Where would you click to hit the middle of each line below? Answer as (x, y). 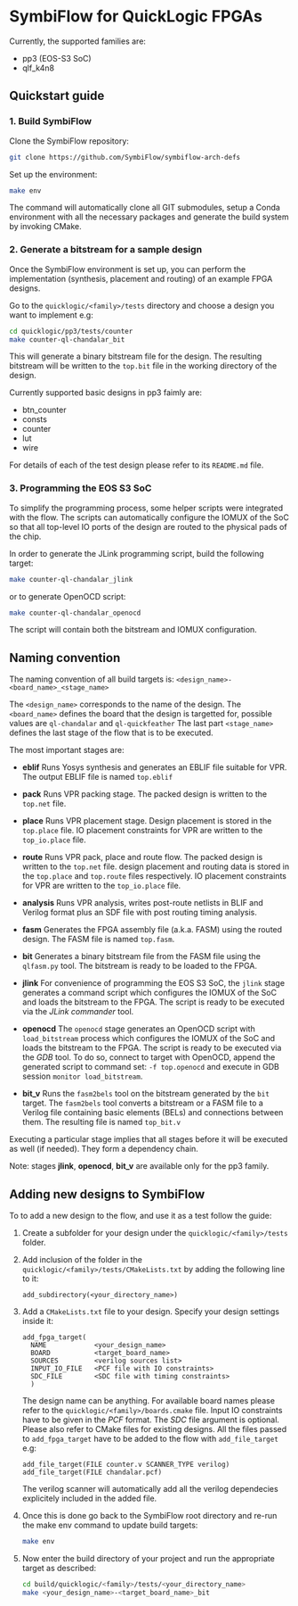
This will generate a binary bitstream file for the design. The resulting (136, 356)
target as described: (59, 1568)
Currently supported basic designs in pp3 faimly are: (106, 393)
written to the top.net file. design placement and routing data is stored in (156, 866)
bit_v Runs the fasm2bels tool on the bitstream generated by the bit (145, 1094)
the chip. (25, 536)
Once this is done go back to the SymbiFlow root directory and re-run (149, 1516)
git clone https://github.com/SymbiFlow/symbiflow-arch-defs (125, 157)
